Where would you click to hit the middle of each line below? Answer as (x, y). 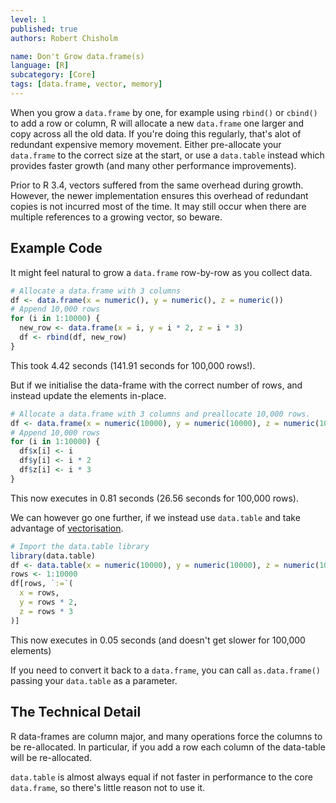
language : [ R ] (40, 66)
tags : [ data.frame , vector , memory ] (86, 84)
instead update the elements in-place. (88, 395)
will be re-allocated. (51, 757)
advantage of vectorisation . (67, 528)
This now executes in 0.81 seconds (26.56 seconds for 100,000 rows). (154, 498)
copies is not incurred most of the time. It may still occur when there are (158, 206)
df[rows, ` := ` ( (42, 584)
